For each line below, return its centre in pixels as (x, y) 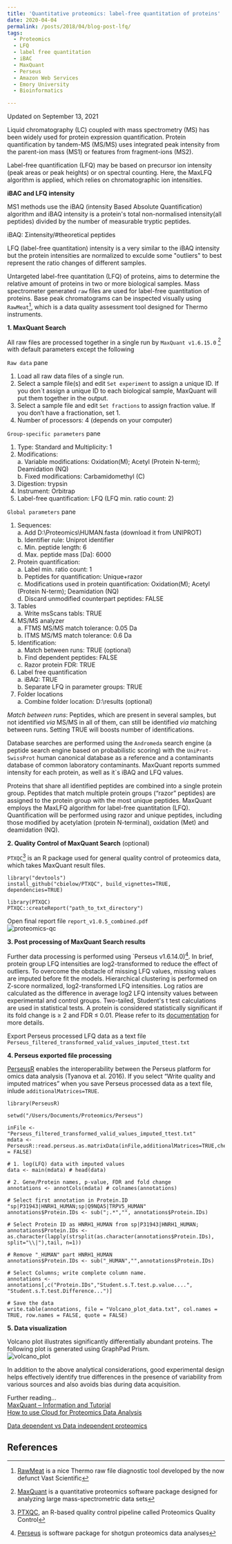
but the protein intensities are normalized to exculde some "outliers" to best (115, 256)
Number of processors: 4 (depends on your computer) (95, 420)
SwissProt (21, 759)
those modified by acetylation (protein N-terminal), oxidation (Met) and (108, 823)
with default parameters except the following (71, 349)
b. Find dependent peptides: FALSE (67, 658)
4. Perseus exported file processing (59, 1055)
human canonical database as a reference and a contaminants (125, 758)
